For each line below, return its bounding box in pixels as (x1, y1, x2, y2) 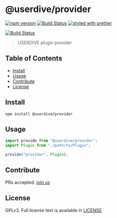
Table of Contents (5, 54, 63, 63)
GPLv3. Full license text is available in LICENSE (5, 207, 102, 213)
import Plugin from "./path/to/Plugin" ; (5, 143, 91, 148)
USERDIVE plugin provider (17, 39, 72, 46)
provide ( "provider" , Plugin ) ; (5, 152, 69, 157)
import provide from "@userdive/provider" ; (5, 138, 98, 144)
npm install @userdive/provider (5, 112, 73, 117)
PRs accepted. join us (5, 179, 50, 185)
